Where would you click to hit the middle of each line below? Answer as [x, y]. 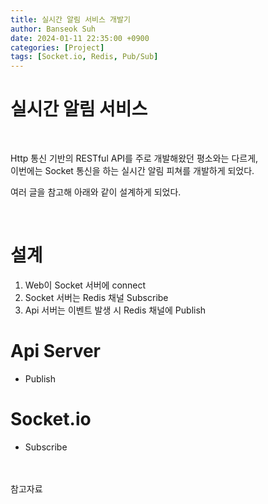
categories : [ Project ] [57, 47]
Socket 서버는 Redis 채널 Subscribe [96, 297]
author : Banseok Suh [53, 29]
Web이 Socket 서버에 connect [85, 285]
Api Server [55, 351]
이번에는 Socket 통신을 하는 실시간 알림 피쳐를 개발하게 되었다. [132, 171]
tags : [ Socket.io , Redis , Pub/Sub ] [84, 57]
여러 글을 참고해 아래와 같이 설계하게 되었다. [96, 192]
